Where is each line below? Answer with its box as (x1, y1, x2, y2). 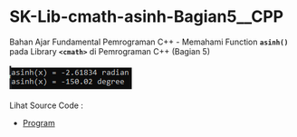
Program (22, 117, 56, 128)
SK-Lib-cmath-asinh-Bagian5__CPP (9, 6, 283, 27)
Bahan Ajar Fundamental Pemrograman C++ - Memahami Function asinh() (9, 36, 289, 47)
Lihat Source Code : (9, 100, 84, 111)
